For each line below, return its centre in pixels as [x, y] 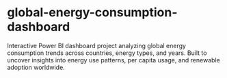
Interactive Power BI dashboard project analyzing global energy [97, 45]
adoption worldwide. [36, 67]
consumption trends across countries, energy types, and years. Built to [107, 53]
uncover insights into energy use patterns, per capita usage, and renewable [113, 60]
